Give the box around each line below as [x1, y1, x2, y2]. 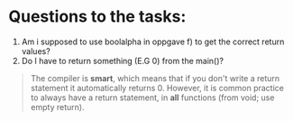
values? [21, 45, 50, 56]
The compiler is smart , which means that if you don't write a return [30, 72, 280, 83]
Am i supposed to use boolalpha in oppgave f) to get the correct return [21, 36, 285, 47]
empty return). [30, 101, 85, 112]
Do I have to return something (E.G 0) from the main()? [21, 55, 224, 66]
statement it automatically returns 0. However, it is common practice [30, 82, 285, 93]
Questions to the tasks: [8, 6, 187, 27]
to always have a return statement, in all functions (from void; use [30, 92, 275, 103]
